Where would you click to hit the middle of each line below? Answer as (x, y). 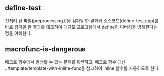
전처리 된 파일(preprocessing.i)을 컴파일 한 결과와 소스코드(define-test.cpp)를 (82, 21)
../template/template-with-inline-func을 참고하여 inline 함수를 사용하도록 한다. (82, 68)
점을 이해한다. (19, 33)
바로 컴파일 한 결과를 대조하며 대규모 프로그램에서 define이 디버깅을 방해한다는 (81, 27)
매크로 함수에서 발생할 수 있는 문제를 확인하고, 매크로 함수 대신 (65, 62)
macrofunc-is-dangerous (45, 49)
